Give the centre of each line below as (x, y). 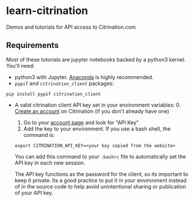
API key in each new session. (50, 163)
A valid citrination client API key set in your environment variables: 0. (98, 105)
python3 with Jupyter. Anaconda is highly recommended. (84, 77)
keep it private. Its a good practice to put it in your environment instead (101, 180)
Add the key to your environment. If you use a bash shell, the (97, 129)
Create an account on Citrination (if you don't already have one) (92, 111)
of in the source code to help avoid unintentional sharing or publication (100, 186)
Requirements (32, 45)
